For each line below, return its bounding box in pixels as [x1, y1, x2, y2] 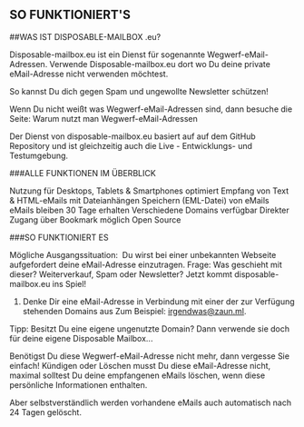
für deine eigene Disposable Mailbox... [9, 333, 153, 343]
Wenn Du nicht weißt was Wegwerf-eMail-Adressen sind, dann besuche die [9, 104, 293, 114]
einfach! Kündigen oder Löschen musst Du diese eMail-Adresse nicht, [9, 360, 271, 371]
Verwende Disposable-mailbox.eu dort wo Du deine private [49, 58, 270, 69]
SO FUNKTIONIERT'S [9, 7, 132, 23]
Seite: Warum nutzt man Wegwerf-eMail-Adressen [9, 113, 198, 124]
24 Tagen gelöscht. [9, 406, 82, 417]
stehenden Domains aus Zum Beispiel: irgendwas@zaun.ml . [22, 305, 247, 316]
